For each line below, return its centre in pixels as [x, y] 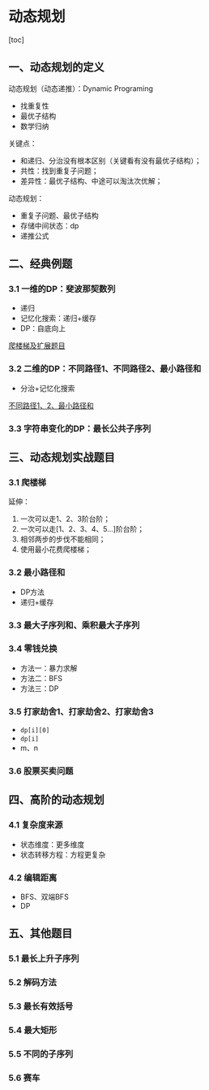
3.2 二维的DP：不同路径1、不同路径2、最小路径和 [105, 369]
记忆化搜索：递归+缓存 [58, 319]
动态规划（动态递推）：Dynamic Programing [81, 88]
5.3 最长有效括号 [41, 1006]
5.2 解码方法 [32, 983]
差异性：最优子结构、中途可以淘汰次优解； [91, 180]
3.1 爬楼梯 [28, 482]
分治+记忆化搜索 [47, 388]
